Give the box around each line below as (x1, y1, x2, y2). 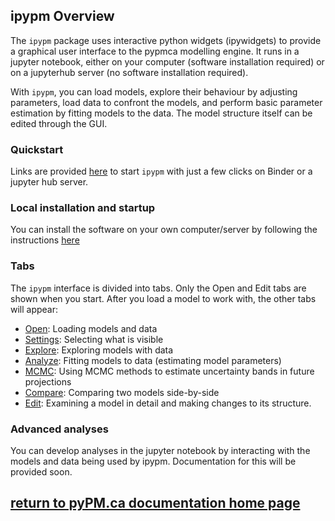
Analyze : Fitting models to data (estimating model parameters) (24, 354, 282, 366)
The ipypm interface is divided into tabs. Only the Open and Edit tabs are (10, 282, 307, 294)
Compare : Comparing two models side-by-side (24, 386, 220, 398)
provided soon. (10, 466, 73, 478)
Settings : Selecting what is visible (24, 333, 164, 345)
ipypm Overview (10, 8, 115, 25)
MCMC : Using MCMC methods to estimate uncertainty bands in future (24, 365, 315, 377)
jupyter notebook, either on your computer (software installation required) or (10, 55, 325, 68)
